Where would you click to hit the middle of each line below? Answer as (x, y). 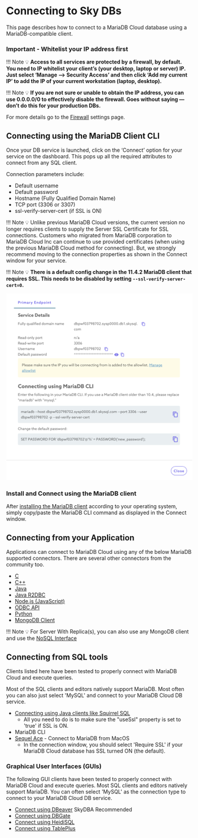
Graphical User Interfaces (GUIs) (54, 766)
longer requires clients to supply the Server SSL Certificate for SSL (87, 229)
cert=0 (14, 286)
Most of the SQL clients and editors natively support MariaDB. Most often (95, 689)
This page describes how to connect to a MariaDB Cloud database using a (97, 27)
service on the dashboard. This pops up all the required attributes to (89, 157)
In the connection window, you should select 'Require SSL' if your (103, 744)
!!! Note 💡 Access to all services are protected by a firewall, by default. (94, 62)
